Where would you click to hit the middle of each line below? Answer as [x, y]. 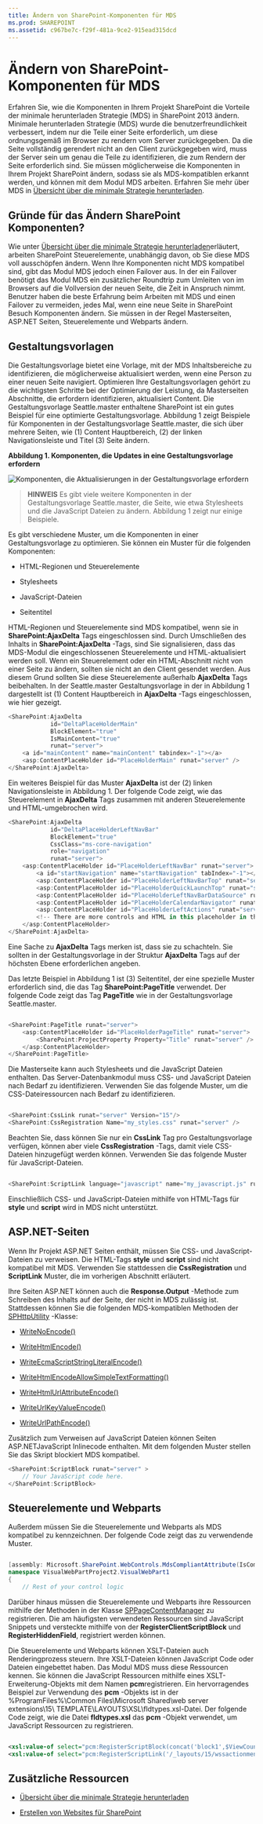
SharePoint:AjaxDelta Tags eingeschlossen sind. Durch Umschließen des [127, 635]
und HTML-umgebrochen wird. [58, 808]
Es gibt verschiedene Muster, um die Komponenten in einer [103, 534]
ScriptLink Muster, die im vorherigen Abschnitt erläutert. [99, 1276]
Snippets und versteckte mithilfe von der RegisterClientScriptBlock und [124, 1627]
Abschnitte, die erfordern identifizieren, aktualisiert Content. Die [111, 398]
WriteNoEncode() [47, 1331]
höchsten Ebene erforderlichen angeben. [74, 963]
